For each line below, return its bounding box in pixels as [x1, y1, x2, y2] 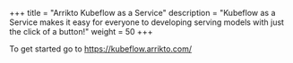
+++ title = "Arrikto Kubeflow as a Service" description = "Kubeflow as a [9, 8, 276, 18]
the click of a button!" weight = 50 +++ [9, 27, 153, 36]
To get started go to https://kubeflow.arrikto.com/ [9, 43, 193, 54]
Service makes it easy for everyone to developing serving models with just [9, 17, 285, 28]
